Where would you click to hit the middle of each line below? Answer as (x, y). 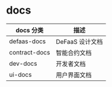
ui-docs (20, 75)
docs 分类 (30, 30)
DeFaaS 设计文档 (79, 41)
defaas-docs (28, 41)
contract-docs (30, 52)
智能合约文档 (74, 53)
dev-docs (23, 63)
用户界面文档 (74, 75)
